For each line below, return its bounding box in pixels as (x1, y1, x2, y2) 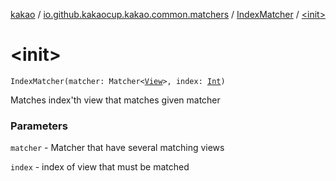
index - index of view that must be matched (10, 161, 190, 173)
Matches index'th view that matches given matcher (10, 94, 221, 106)
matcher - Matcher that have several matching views (10, 142, 225, 154)
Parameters (10, 119, 68, 133)
